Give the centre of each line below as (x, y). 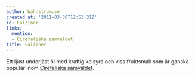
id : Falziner (22, 23)
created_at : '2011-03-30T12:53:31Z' (52, 17)
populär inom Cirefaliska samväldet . (50, 68)
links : (14, 28)
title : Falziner (26, 45)
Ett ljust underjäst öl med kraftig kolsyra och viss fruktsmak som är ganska (97, 61)
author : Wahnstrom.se (33, 12)
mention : (22, 34)
